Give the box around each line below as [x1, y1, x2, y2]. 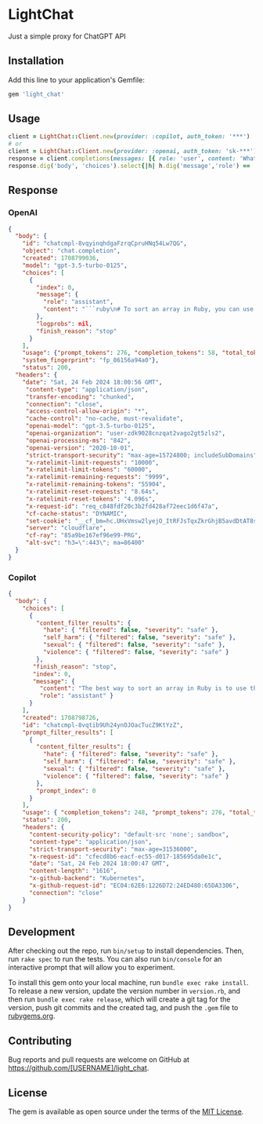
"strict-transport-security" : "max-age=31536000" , [28, 845, 198, 853]
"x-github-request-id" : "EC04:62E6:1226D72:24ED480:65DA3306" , [28, 881, 240, 890]
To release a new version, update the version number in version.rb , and [8, 987, 241, 996]
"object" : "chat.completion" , [22, 247, 121, 255]
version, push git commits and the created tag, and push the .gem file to [8, 1003, 239, 1013]
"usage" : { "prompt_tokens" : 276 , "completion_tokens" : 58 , [22, 349, 219, 357]
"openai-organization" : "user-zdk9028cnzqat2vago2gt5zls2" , [25, 429, 225, 437]
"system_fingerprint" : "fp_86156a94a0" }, [22, 356, 159, 364]
